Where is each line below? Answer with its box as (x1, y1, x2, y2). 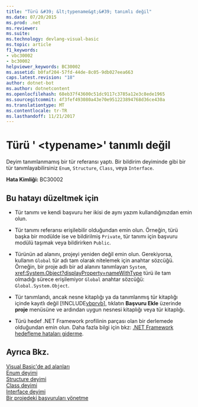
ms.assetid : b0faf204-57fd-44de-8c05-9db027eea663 (6, 69, 134, 75)
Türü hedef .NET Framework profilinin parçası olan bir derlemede (14, 318, 173, 324)
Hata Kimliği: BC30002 (6, 176, 63, 183)
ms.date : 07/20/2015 (6, 14, 57, 20)
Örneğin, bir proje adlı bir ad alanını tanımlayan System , (14, 263, 147, 270)
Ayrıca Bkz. (6, 347, 50, 357)
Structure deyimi (6, 375, 47, 382)
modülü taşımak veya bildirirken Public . (14, 239, 111, 246)
